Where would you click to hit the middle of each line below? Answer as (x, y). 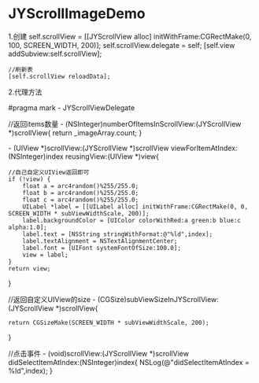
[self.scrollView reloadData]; (59, 76)
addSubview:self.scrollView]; (55, 53)
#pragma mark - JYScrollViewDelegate (72, 108)
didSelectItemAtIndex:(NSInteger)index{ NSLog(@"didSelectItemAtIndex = (129, 362)
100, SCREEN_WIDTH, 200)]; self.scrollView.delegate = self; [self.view (122, 45)
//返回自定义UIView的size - (52, 299)
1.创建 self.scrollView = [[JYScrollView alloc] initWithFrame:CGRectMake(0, (130, 36)
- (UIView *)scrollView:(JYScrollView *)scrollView (89, 148)
